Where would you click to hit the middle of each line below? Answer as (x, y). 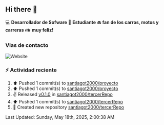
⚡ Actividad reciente (31, 70)
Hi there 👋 (21, 10)
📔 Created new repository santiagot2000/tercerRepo (68, 107)
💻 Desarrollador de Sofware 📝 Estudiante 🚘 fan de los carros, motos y (82, 22)
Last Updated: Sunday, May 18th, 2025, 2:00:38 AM (60, 117)
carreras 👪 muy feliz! (29, 30)
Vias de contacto (27, 45)
